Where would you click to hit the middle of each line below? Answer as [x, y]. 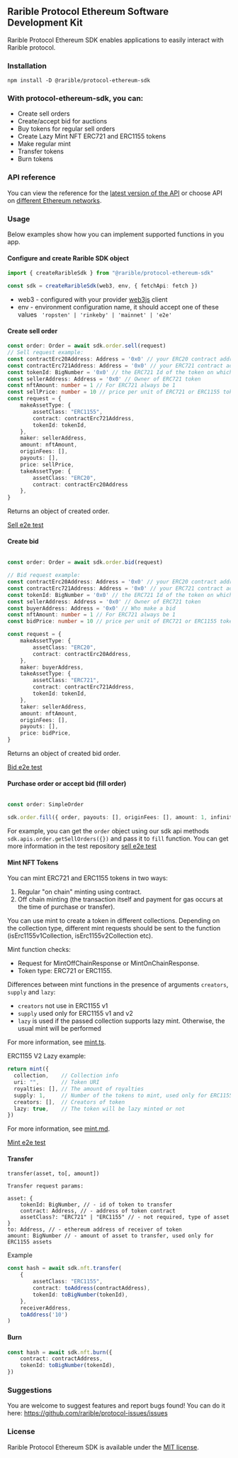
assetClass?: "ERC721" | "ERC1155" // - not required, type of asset [125, 1217]
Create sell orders [44, 114]
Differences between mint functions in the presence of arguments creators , [118, 985]
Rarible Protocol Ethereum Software [88, 12]
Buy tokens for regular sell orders [66, 129]
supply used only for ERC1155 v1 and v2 [75, 1014]
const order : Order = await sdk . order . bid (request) [85, 563]
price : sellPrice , [47, 464]
